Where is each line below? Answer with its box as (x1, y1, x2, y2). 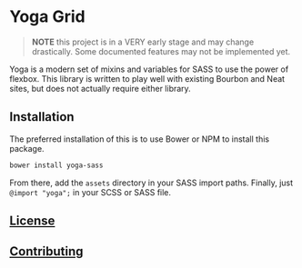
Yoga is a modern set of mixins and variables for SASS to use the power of (9, 64, 289, 74)
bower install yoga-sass (9, 161, 104, 170)
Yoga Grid (9, 6, 86, 27)
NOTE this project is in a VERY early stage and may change (31, 36, 255, 47)
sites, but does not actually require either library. (9, 83, 191, 94)
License (9, 213, 55, 229)
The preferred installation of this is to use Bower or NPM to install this (9, 134, 270, 144)
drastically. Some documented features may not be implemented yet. (31, 45, 291, 56)
